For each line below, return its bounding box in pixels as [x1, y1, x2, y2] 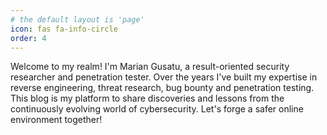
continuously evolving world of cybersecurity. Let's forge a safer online [10, 103, 304, 115]
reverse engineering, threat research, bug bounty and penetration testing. [10, 82, 315, 94]
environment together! [10, 114, 103, 126]
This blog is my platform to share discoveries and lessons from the [10, 92, 285, 105]
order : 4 [10, 33, 47, 43]
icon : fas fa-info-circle [10, 24, 118, 34]
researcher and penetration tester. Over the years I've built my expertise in [10, 71, 318, 83]
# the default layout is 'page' [10, 14, 145, 25]
